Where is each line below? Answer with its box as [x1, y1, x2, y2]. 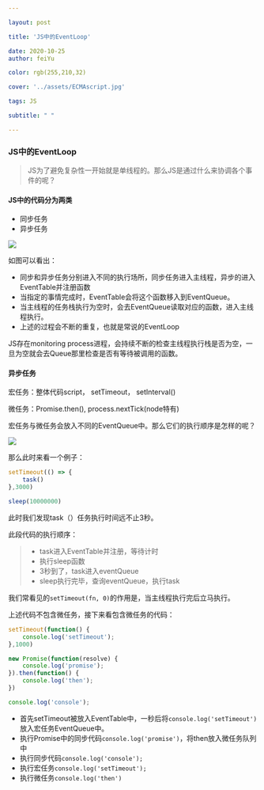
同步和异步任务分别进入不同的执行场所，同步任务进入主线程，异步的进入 [19, 272, 255, 282]
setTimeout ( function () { [8, 625, 90, 633]
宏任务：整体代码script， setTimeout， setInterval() [8, 387, 176, 397]
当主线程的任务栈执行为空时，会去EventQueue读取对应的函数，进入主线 [19, 302, 255, 312]
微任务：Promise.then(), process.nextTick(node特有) [8, 404, 179, 414]
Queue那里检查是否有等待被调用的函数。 [49, 349, 183, 359]
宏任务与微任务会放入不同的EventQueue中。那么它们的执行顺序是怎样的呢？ [8, 421, 256, 431]
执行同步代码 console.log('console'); [19, 753, 144, 762]
